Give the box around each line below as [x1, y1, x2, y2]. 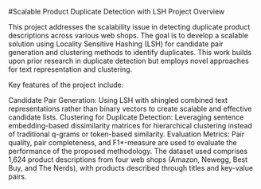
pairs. [8, 171, 27, 181]
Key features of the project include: [8, 80, 124, 89]
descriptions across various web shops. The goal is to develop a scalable [8, 31, 249, 40]
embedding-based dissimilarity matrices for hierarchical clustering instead [8, 121, 252, 130]
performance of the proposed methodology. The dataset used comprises [8, 147, 248, 156]
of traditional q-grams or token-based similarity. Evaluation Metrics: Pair [8, 129, 245, 139]
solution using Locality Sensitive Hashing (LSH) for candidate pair [8, 39, 224, 49]
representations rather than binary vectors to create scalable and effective [8, 104, 252, 113]
